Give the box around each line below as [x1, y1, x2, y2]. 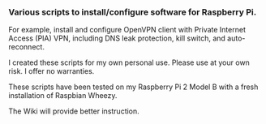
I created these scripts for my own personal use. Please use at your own [8, 58, 250, 67]
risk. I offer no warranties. [8, 66, 95, 76]
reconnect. [8, 42, 45, 52]
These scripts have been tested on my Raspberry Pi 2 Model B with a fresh [8, 82, 259, 92]
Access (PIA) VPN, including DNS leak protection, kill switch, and [8, 33, 225, 43]
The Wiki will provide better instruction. [8, 106, 139, 116]
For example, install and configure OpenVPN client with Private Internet [8, 25, 246, 35]
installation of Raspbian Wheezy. [8, 91, 118, 100]
